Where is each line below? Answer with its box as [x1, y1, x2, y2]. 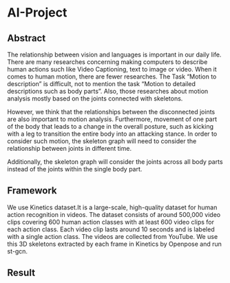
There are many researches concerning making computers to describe [7, 58, 208, 66]
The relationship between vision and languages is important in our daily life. [7, 50, 222, 59]
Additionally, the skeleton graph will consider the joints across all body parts [7, 158, 223, 166]
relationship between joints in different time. [7, 145, 132, 152]
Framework [7, 185, 57, 197]
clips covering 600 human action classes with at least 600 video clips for [7, 218, 215, 226]
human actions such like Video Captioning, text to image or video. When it [7, 65, 217, 73]
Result [7, 267, 36, 279]
